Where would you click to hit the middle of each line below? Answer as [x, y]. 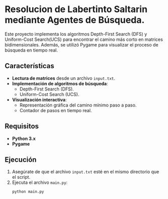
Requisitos [22, 127]
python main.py [28, 192]
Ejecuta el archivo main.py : [40, 182]
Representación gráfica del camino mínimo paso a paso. [78, 105]
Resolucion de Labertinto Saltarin [76, 9]
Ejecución [21, 159]
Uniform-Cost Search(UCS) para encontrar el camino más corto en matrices [84, 39]
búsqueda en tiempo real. [31, 50]
